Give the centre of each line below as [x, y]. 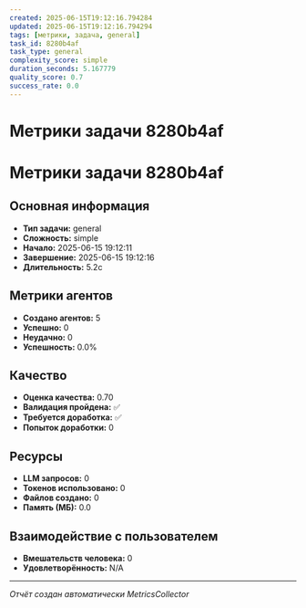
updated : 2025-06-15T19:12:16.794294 [81, 26]
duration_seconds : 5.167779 [63, 69]
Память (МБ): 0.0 [56, 508]
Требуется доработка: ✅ [72, 417]
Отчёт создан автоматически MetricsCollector [99, 594]
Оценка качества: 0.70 [68, 397]
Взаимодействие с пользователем [114, 536]
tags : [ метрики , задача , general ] [75, 35]
